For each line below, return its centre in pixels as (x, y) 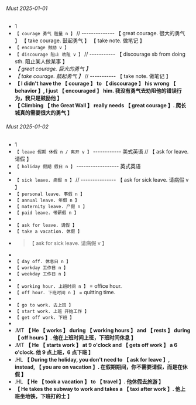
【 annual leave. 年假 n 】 (47, 200)
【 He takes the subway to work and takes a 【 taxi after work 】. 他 (97, 389)
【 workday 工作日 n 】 (41, 268)
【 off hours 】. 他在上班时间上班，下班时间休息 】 (75, 338)
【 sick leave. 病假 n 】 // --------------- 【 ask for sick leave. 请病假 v (102, 180)
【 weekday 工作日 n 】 (41, 274)
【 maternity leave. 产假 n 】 (51, 207)
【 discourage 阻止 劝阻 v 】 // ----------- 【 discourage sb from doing (100, 54)
